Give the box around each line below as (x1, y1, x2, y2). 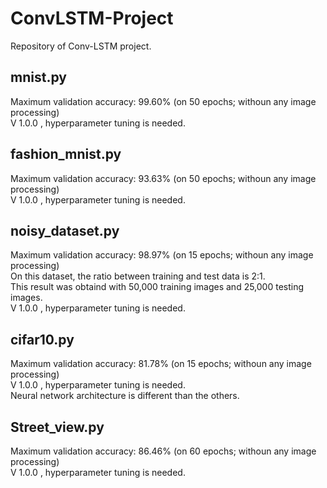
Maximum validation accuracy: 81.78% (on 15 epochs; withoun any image (10, 358, 312, 370)
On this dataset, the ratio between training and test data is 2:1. (10, 270, 266, 282)
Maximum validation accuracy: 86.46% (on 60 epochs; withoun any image (10, 445, 317, 457)
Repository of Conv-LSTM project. (10, 40, 152, 52)
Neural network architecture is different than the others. (10, 390, 240, 402)
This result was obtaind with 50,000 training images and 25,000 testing (10, 281, 305, 293)
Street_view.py (10, 418, 105, 436)
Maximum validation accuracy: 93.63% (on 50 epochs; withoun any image (10, 172, 317, 184)
